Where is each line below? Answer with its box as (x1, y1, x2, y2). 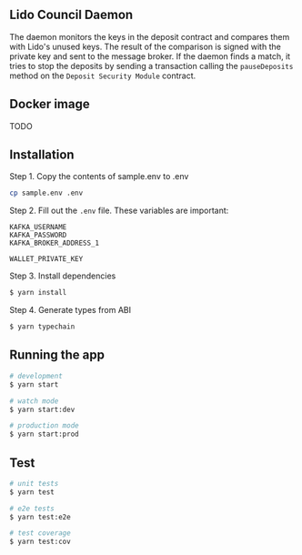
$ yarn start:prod (9, 429, 79, 439)
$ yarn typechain (9, 322, 75, 331)
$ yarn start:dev (9, 405, 75, 414)
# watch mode (9, 396, 59, 406)
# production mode (9, 421, 79, 430)
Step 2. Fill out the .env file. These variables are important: (9, 205, 229, 217)
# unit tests (9, 479, 59, 488)
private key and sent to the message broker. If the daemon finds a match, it (9, 50, 291, 62)
